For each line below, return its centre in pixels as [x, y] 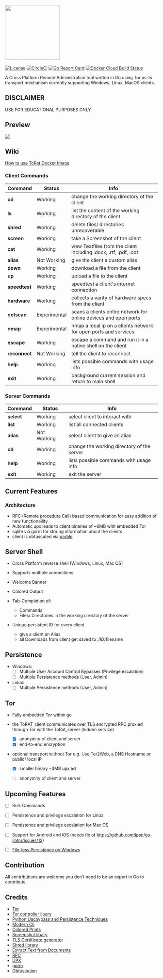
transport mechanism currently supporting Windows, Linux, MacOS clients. [80, 82]
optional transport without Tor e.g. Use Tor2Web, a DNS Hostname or [81, 754]
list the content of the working [105, 210]
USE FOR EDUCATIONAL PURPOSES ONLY [48, 110]
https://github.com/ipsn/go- [124, 835]
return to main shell [93, 381]
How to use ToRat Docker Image [37, 163]
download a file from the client [106, 268]
